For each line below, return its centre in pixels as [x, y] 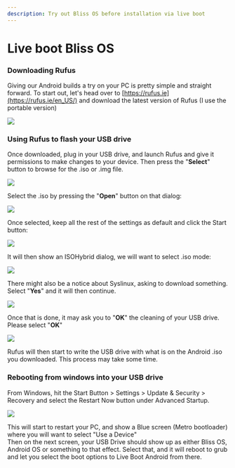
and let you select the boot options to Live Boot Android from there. [105, 457]
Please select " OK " [35, 325]
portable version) [32, 108]
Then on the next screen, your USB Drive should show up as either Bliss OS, [117, 441]
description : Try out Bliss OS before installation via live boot [106, 14]
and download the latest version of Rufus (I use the [153, 101]
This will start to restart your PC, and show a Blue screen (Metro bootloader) [117, 427]
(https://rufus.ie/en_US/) [42, 101]
